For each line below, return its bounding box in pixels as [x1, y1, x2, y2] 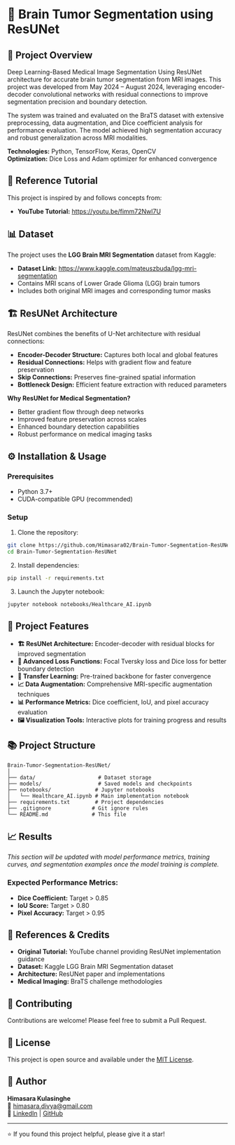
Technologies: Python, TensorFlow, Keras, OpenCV [7, 147, 157, 155]
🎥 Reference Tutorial [7, 175, 98, 187]
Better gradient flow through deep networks [17, 408, 145, 416]
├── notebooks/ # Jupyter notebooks [7, 786, 155, 794]
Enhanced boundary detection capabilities [17, 422, 140, 431]
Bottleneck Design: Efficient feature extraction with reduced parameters [17, 380, 227, 389]
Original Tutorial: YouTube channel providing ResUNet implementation [17, 947, 222, 956]
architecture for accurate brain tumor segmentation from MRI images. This [7, 75, 222, 83]
